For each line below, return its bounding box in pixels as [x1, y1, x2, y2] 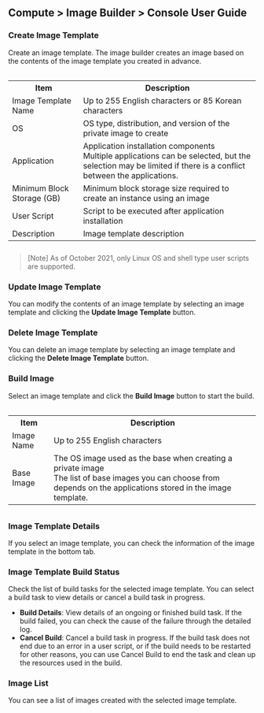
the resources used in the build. [19, 658, 123, 668]
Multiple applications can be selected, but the [82, 150, 251, 161]
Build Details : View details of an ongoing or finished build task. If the [19, 608, 242, 618]
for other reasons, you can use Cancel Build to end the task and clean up [19, 650, 256, 659]
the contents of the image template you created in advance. [8, 56, 202, 65]
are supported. [27, 262, 76, 271]
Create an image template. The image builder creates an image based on [8, 47, 244, 58]
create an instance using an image [82, 192, 210, 203]
